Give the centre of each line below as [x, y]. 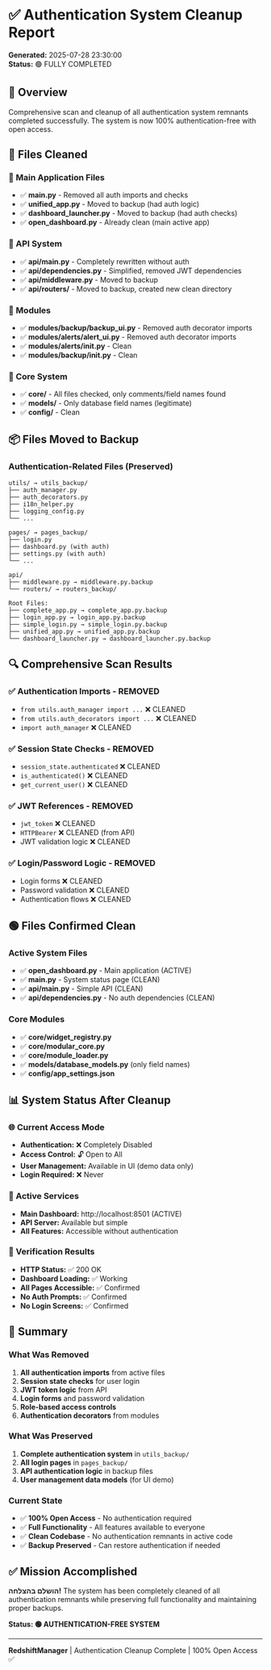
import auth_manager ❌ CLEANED [75, 727]
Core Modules [37, 1019]
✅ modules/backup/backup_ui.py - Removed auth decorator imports [136, 328]
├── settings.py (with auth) [57, 554]
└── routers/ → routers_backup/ [63, 589]
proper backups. [36, 1608]
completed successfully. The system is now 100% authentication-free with [132, 120]
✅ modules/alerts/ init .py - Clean [75, 346]
